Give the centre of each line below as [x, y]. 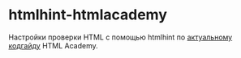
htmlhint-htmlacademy [88, 15]
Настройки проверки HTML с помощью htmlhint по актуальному [120, 37]
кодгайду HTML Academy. [54, 45]
